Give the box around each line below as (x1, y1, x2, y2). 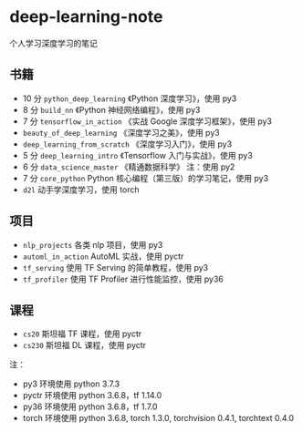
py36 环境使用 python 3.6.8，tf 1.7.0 (22, 401, 158, 412)
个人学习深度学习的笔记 (9, 37, 98, 48)
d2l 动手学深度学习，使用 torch (22, 184, 140, 195)
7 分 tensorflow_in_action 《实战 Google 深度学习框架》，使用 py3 (22, 116, 272, 127)
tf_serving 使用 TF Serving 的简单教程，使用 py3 (22, 262, 208, 273)
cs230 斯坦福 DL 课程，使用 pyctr (22, 340, 147, 351)
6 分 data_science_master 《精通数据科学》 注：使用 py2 (22, 161, 235, 172)
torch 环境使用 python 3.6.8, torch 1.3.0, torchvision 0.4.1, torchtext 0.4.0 (22, 413, 295, 424)
